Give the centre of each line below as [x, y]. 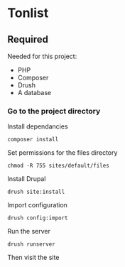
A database [34, 93]
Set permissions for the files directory [62, 153]
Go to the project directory [54, 111]
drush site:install [36, 192]
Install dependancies [38, 126]
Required [28, 39]
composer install [33, 140]
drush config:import [38, 218]
